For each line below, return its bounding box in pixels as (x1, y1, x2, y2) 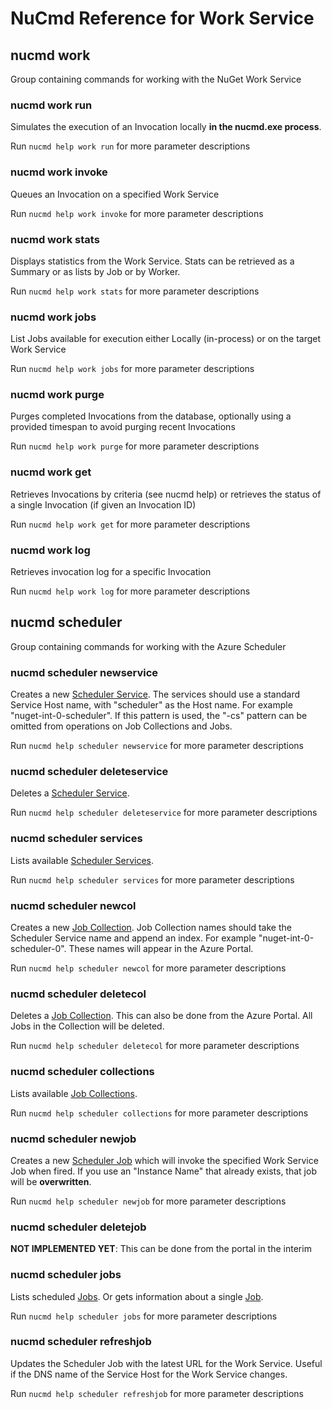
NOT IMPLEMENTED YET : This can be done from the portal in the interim (10, 1243, 312, 1255)
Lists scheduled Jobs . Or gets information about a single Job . (10, 1290, 264, 1302)
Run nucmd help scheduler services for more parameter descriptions (10, 873, 295, 886)
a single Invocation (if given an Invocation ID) (10, 498, 197, 511)
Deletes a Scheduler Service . (10, 787, 130, 799)
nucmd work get (10, 465, 92, 479)
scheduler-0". (10, 943, 67, 955)
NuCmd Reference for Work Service (10, 7, 315, 30)
